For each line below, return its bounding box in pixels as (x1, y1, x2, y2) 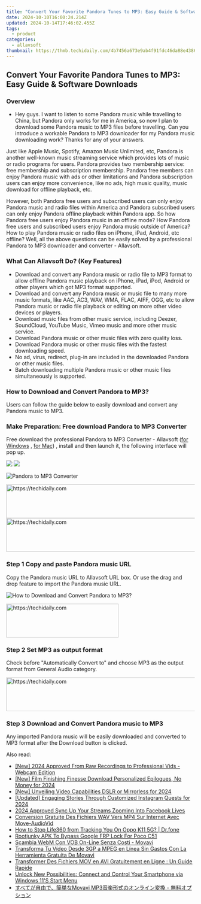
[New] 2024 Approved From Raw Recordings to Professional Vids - (14, 763, 181, 770)
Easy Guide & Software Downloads (6, 79, 138, 90)
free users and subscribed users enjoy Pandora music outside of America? (6, 223, 190, 230)
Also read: (6, 751, 32, 758)
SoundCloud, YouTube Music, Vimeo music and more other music (14, 321, 177, 329)
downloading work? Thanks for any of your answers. (14, 136, 145, 144)
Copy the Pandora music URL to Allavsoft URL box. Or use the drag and (6, 574, 182, 581)
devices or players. (14, 309, 62, 316)
